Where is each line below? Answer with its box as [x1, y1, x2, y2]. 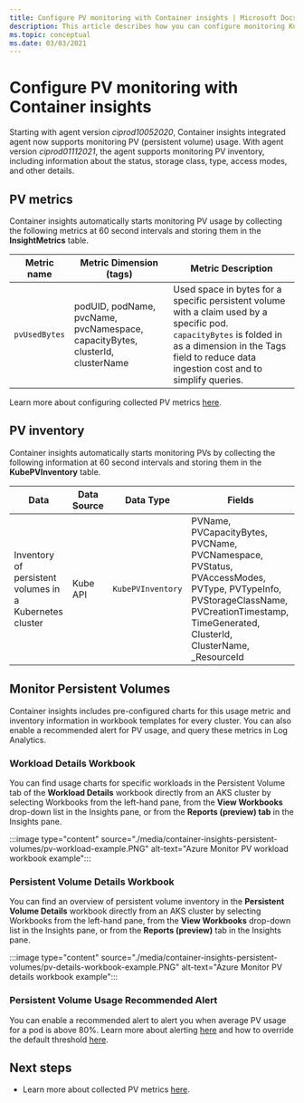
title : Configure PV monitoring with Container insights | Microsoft [9, 13, 278, 23]
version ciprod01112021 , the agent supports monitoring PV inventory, [9, 146, 265, 157]
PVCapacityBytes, [191, 526, 269, 538]
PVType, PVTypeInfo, [191, 582, 282, 595]
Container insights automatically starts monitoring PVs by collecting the [9, 447, 276, 458]
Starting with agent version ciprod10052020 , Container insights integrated [9, 127, 287, 138]
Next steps [9, 1059, 72, 1075]
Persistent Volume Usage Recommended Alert [9, 994, 218, 1007]
